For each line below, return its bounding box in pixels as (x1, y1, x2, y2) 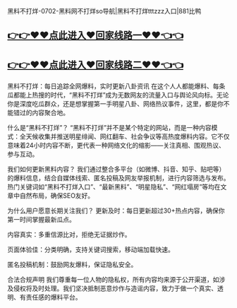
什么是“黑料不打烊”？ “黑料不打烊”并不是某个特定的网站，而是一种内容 (7, 124, 212, 132)
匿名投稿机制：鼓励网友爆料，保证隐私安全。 (7, 261, 138, 269)
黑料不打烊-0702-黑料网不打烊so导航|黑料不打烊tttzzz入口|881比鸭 (7, 7, 202, 15)
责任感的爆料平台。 (25, 293, 82, 302)
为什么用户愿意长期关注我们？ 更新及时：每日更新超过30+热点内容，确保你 (7, 206, 225, 215)
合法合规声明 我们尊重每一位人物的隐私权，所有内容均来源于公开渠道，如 (7, 276, 219, 284)
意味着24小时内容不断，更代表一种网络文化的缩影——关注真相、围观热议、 (7, 141, 226, 150)
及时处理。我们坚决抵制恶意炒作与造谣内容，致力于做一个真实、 (31, 284, 217, 292)
